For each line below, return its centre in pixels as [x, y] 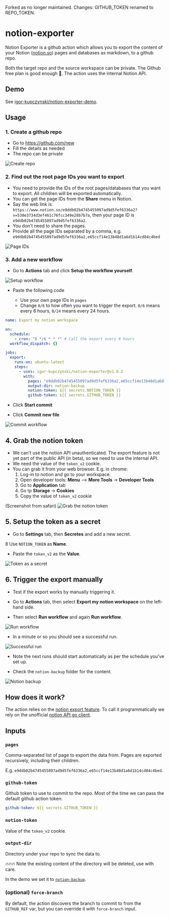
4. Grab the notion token [44, 441]
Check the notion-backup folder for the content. [62, 671]
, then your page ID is [112, 215]
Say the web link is [32, 204]
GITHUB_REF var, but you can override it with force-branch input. [71, 909]
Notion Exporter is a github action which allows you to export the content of [84, 47]
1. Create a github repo [34, 132]
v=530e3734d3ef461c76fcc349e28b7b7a [51, 215]
